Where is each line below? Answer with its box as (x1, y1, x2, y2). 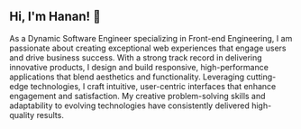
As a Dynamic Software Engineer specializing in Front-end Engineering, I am (9, 32, 293, 43)
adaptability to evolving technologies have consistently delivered (9, 100, 250, 111)
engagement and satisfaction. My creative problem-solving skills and (9, 90, 266, 101)
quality (9, 109, 35, 120)
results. (36, 109, 65, 120)
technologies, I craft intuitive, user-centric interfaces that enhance (30, 80, 277, 91)
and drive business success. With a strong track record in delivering (9, 51, 263, 63)
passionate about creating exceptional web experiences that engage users (9, 42, 287, 53)
